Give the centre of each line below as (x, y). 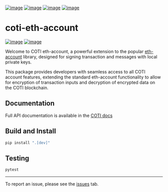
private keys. (18, 62)
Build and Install (31, 131)
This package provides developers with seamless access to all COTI (75, 71)
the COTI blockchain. (27, 87)
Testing (17, 158)
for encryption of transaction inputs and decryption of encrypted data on (80, 82)
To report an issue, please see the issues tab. (52, 184)
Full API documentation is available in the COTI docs (59, 115)
